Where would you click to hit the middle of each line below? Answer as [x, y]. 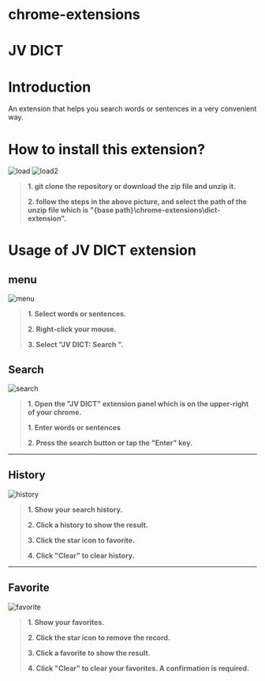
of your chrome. [54, 412]
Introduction [50, 87]
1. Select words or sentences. [77, 314]
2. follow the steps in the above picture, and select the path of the [137, 202]
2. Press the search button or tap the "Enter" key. [110, 443]
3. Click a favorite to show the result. [89, 653]
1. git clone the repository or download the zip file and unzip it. [132, 187]
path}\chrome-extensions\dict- [168, 210]
